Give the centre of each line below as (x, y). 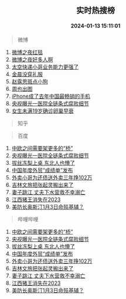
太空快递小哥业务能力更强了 (45, 67)
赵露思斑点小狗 (30, 81)
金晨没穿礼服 (27, 74)
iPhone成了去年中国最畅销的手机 (51, 96)
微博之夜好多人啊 (32, 59)
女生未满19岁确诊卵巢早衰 (43, 111)
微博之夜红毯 (27, 52)
